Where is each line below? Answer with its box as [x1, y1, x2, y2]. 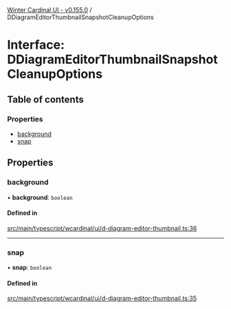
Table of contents [7, 93, 84, 105]
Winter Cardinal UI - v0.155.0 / [7, 6, 92, 14]
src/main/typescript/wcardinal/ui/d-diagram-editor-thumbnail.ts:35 [7, 295, 197, 303]
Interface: [7, 37, 65, 53]
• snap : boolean [7, 264, 52, 272]
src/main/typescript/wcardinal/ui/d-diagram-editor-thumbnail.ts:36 [7, 224, 197, 232]
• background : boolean [7, 193, 74, 201]
